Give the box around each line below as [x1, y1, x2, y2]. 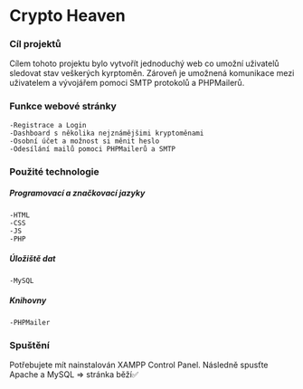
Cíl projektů [9, 38, 62, 51]
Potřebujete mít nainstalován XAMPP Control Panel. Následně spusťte [9, 359, 269, 370]
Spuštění [9, 338, 50, 351]
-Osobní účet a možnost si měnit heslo [9, 137, 160, 146]
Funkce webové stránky [9, 100, 118, 113]
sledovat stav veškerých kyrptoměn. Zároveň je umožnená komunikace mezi [9, 68, 295, 79]
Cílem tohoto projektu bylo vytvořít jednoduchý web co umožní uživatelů [9, 58, 279, 69]
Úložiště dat [9, 253, 56, 264]
